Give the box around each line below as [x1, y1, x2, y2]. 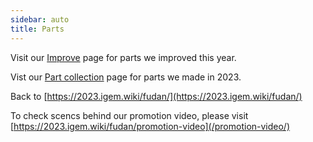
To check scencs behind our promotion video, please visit [10, 109, 249, 121]
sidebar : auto [10, 14, 70, 25]
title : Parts [10, 24, 65, 34]
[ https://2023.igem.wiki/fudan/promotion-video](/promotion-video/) [10, 120, 291, 132]
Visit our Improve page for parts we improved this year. [10, 51, 237, 63]
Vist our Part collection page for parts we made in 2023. [10, 71, 242, 83]
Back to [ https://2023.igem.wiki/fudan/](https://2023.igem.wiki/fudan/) [10, 90, 303, 102]
